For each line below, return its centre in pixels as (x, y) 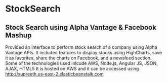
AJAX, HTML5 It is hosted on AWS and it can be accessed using (72, 69)
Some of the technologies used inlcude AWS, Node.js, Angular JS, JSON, (81, 63)
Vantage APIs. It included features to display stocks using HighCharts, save (84, 53)
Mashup (18, 35)
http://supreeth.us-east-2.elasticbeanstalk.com (54, 74)
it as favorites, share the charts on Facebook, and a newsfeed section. (78, 58)
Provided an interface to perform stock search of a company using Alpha (81, 47)
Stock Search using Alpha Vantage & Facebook (81, 27)
